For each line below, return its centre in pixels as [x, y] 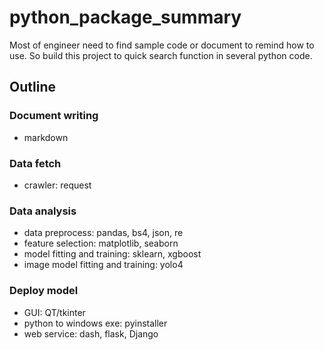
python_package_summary [125, 17]
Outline [32, 87]
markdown [46, 137]
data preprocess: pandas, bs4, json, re [103, 233]
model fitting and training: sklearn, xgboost [112, 254]
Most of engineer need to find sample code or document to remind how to [162, 45]
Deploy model [44, 291]
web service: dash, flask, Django [91, 333]
